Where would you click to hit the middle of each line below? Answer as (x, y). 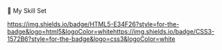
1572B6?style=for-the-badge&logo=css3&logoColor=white (91, 39)
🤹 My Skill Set (27, 11)
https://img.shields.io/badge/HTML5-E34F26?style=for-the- (93, 24)
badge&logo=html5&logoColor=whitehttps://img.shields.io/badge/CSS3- (111, 32)
